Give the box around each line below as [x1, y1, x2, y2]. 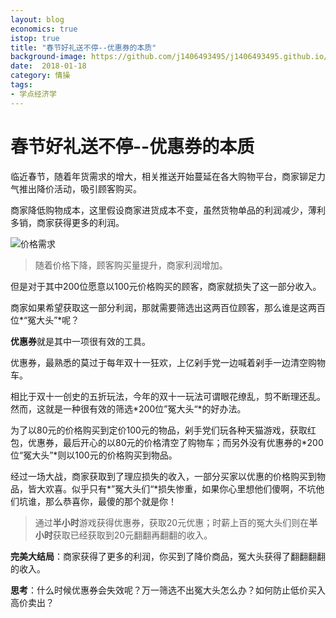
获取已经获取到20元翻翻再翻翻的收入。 [52, 529, 213, 541]
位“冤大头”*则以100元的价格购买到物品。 [10, 449, 178, 461]
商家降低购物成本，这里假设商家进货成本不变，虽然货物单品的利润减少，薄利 [10, 204, 326, 216]
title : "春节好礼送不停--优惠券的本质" [10, 42, 157, 53]
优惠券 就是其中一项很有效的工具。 [10, 335, 151, 347]
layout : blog [10, 14, 65, 25]
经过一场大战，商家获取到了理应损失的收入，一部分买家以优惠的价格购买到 [10, 470, 317, 482]
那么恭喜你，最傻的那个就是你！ [44, 495, 177, 507]
